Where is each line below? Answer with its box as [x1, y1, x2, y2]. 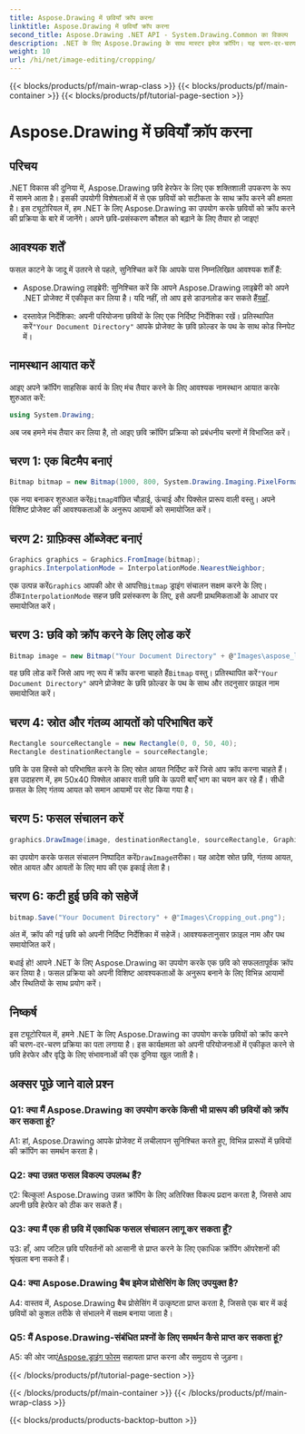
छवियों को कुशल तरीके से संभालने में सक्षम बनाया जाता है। [9, 1308, 173, 1319]
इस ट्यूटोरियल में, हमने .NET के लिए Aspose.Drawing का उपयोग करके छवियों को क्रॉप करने [9, 1029, 289, 1040]
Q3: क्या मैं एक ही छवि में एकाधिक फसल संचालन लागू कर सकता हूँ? [9, 1223, 233, 1235]
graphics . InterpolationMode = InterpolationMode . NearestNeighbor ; [9, 564, 266, 573]
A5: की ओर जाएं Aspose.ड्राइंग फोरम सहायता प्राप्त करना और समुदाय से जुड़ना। [9, 1351, 243, 1362]
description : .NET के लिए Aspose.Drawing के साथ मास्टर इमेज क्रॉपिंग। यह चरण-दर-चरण [9, 38, 297, 48]
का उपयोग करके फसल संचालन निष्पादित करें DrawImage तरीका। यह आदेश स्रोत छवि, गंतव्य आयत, [9, 851, 293, 862]
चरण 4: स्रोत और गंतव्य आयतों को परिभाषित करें [9, 714, 213, 731]
